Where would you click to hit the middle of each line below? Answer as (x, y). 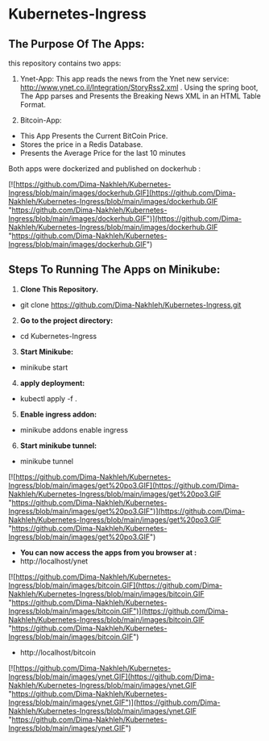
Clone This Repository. (59, 289)
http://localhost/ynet (54, 561)
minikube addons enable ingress (74, 429)
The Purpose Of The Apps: (77, 44)
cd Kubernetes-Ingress (58, 336)
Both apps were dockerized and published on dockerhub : (105, 169)
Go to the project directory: (66, 320)
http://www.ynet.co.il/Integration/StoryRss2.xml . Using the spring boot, (139, 87)
